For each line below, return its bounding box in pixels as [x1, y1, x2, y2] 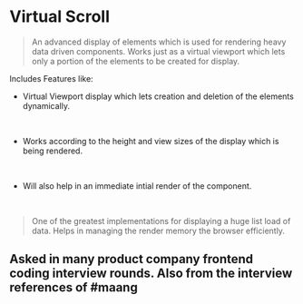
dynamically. [22, 100, 71, 111]
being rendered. [22, 145, 83, 156]
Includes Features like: [9, 73, 93, 83]
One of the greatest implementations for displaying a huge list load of [31, 215, 291, 226]
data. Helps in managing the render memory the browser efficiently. [31, 225, 286, 236]
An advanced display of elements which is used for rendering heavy [31, 36, 287, 47]
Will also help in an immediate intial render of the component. [22, 180, 252, 191]
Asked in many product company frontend [9, 251, 254, 267]
